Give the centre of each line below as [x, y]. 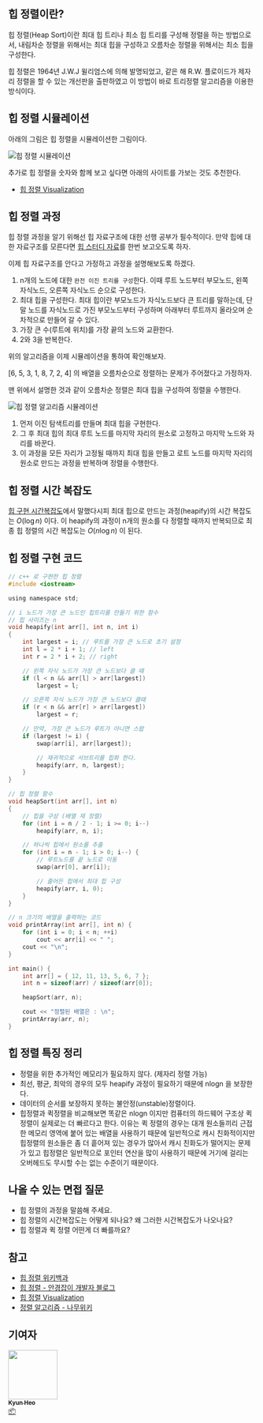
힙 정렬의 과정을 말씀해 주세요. [66, 1210]
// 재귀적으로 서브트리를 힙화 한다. [87, 758]
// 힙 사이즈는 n [32, 620]
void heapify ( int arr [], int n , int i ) [74, 627]
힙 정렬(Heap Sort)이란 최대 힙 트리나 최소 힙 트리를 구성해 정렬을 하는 [116, 35]
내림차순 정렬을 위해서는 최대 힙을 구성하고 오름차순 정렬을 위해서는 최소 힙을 [136, 44]
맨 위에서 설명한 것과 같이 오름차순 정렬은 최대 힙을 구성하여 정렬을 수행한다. [125, 390]
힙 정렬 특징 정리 [45, 1053]
